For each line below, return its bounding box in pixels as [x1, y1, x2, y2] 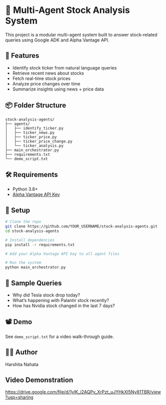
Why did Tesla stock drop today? [12, 292, 80, 298]
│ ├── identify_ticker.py [5, 125, 64, 130]
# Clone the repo [5, 219, 41, 224]
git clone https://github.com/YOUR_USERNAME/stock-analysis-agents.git [5, 224, 157, 229]
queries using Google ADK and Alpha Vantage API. [5, 37, 109, 43]
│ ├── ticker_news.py [5, 130, 55, 135]
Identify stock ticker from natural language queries [12, 64, 117, 70]
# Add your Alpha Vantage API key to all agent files [5, 251, 120, 256]
